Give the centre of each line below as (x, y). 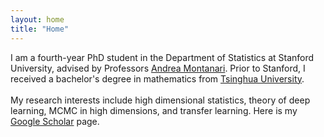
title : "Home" (40, 29)
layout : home (37, 19)
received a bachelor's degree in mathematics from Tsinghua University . (157, 78)
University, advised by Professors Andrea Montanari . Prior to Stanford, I (158, 68)
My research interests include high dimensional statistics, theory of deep (160, 100)
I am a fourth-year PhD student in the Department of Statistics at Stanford (162, 57)
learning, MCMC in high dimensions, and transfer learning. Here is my (154, 110)
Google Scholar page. (55, 121)
